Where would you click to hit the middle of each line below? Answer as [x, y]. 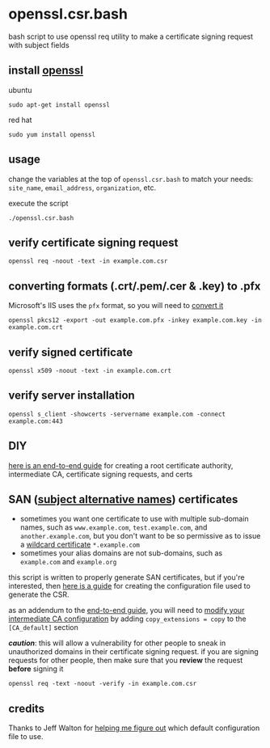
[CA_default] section [44, 628]
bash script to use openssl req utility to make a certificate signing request [131, 36]
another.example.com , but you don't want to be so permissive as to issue [140, 536]
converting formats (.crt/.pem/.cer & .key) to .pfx [135, 286]
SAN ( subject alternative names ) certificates [123, 499]
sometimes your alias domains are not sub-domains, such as [121, 553]
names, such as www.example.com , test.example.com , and [114, 527]
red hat [20, 120]
